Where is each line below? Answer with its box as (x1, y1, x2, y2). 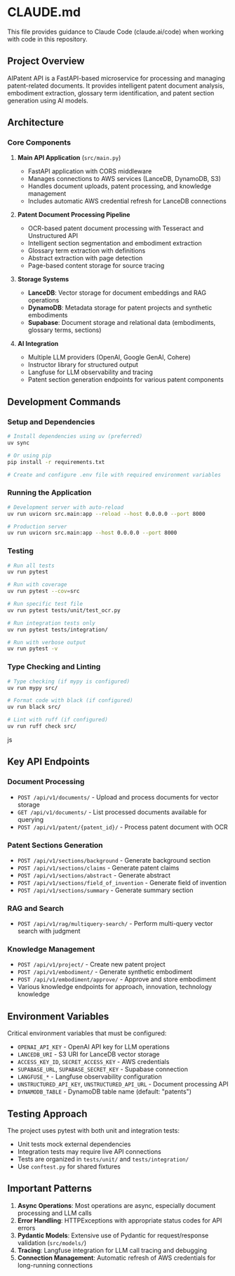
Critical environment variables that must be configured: (7, 1029, 167, 1037)
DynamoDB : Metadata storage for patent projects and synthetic (27, 303, 213, 312)
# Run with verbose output (7, 639, 86, 646)
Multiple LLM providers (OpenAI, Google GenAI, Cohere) (27, 353, 191, 361)
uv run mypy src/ (7, 684, 58, 691)
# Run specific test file (7, 601, 83, 608)
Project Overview (7, 55, 85, 67)
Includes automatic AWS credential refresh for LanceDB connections (27, 197, 227, 206)
